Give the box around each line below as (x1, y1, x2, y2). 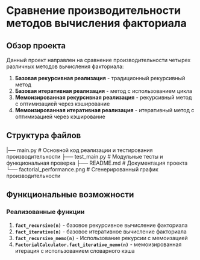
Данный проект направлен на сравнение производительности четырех (6, 57, 191, 63)
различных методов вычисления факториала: (6, 63, 124, 70)
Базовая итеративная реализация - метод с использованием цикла (14, 87, 193, 94)
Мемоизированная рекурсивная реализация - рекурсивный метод (14, 94, 192, 101)
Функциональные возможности (6, 189, 134, 200)
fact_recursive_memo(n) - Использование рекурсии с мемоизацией (14, 234, 188, 241)
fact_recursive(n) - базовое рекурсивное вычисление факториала (14, 221, 188, 229)
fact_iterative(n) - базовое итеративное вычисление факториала (14, 227, 187, 235)
